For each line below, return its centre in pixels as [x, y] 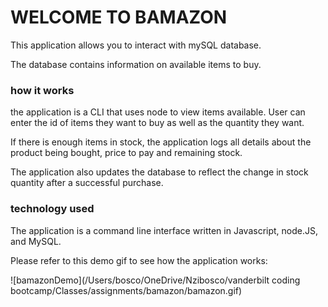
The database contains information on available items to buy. [136, 64]
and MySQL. [36, 241]
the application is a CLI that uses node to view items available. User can [158, 112]
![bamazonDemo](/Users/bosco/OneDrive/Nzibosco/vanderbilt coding [155, 280]
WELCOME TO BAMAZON [119, 17]
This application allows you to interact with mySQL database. [136, 45]
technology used [52, 209]
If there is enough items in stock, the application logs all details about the [161, 142]
